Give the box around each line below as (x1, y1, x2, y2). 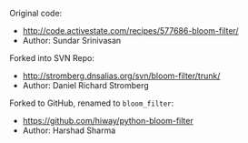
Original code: (9, 8, 63, 18)
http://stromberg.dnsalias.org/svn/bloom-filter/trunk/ (22, 70, 221, 81)
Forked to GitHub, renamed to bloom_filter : (9, 97, 174, 108)
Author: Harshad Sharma (22, 125, 116, 136)
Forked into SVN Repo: (9, 53, 95, 63)
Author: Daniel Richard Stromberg (22, 80, 150, 90)
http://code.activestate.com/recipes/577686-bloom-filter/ (22, 26, 239, 36)
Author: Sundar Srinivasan (22, 36, 122, 46)
